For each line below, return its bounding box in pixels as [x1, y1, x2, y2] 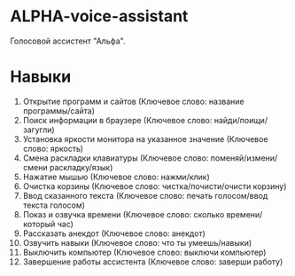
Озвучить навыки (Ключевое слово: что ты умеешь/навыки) [22, 237, 252, 248]
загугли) [22, 124, 56, 135]
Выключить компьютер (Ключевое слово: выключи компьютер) [22, 247, 267, 257]
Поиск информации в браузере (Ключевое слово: [22, 114, 213, 125]
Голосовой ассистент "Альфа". [10, 35, 127, 46]
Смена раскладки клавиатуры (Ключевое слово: [22, 153, 209, 163]
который [22, 218, 56, 229]
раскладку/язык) [49, 162, 113, 172]
